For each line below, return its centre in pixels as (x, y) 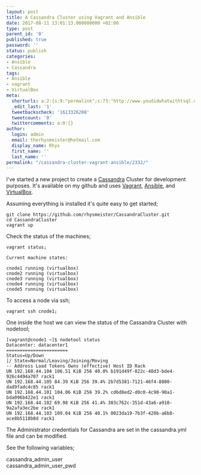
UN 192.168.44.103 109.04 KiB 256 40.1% (57, 414)
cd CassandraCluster (32, 220)
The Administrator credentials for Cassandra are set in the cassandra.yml (96, 430)
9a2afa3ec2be (22, 408)
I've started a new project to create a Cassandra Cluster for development (96, 179)
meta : (13, 95)
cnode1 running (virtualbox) (42, 268)
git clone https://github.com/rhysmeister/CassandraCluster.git (88, 215)
